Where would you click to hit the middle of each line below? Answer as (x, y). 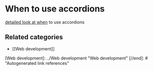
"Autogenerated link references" (37, 63)
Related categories (34, 37)
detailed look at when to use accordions (45, 22)
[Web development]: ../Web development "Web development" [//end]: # (76, 58)
